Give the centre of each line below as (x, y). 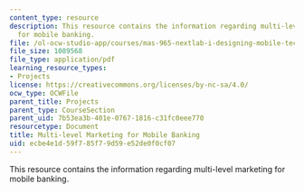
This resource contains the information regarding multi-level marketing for (147, 169)
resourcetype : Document (54, 127)
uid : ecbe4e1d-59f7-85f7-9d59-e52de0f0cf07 (93, 143)
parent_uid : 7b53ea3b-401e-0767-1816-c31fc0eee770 (107, 118)
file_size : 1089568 (46, 51)
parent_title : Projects (54, 101)
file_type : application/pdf (62, 60)
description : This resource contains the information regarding (133, 26)
